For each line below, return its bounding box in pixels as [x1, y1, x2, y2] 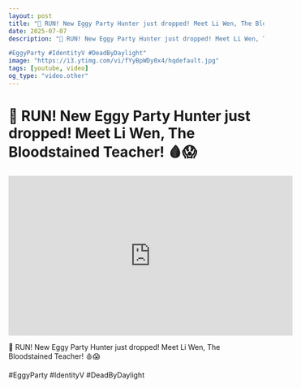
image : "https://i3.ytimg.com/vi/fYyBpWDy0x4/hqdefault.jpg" [8, 57, 220, 65]
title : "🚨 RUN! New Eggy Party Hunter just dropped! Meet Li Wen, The [8, 19, 252, 28]
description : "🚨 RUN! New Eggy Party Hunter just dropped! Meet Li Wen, [8, 34, 260, 43]
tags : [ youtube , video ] [8, 64, 89, 73]
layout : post [8, 11, 53, 20]
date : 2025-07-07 [8, 27, 67, 35]
